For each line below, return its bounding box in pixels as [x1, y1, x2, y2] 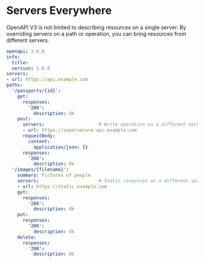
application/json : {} [33, 144, 88, 150]
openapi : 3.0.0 [6, 48, 45, 55]
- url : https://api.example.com [6, 76, 88, 82]
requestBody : [22, 133, 56, 139]
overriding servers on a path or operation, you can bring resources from [6, 30, 186, 37]
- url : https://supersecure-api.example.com [22, 127, 137, 133]
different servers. [6, 36, 50, 44]
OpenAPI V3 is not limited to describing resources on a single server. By [6, 24, 186, 31]
